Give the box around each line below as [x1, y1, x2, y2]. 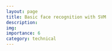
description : [6, 19, 38, 25]
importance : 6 [6, 30, 41, 36]
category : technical [6, 36, 57, 42]
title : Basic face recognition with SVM [6, 14, 107, 20]
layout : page [6, 8, 38, 15]
